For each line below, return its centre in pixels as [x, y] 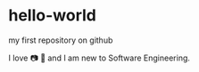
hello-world [53, 16]
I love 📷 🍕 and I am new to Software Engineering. [99, 58]
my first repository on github [61, 40]
